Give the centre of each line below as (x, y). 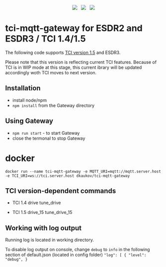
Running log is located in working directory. (50, 240)
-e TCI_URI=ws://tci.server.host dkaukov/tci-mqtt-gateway (68, 176)
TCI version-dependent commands (61, 191)
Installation (23, 88)
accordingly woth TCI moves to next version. (51, 72)
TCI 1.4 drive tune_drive (37, 203)
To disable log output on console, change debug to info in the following (78, 250)
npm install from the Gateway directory (53, 105)
